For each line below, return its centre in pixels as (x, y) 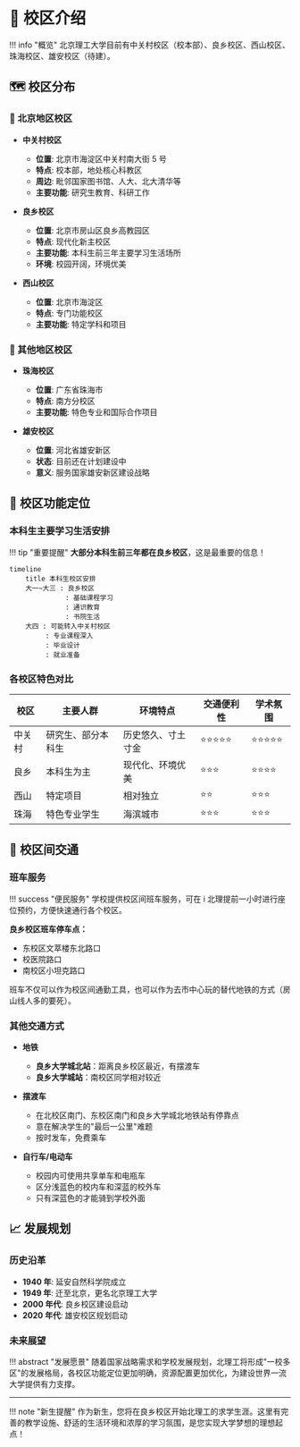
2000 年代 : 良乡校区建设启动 (75, 1304)
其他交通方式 (37, 1026)
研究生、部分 (73, 734)
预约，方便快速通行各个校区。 (71, 910)
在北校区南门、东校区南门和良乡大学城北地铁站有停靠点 (137, 1115)
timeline (25, 569)
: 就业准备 (62, 655)
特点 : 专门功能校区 (69, 313)
